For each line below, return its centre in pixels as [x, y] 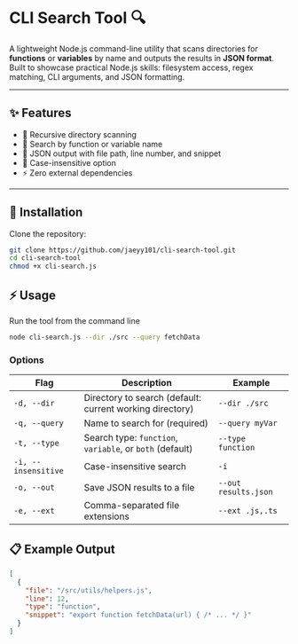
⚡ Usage [32, 295]
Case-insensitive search [135, 467]
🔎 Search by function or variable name [92, 144]
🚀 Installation [46, 212]
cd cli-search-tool [45, 258]
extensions [107, 516]
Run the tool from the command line [74, 321]
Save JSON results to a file [139, 488]
